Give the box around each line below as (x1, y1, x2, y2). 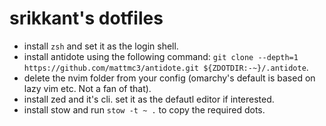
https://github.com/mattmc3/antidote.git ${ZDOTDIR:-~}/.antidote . (23, 61, 309, 73)
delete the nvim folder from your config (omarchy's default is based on (23, 72, 316, 84)
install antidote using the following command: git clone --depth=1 (23, 50, 299, 62)
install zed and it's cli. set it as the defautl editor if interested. (23, 93, 275, 105)
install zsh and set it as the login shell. (23, 40, 179, 52)
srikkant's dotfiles (9, 7, 164, 30)
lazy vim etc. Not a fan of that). (23, 82, 152, 94)
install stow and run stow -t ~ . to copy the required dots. (23, 103, 266, 116)
